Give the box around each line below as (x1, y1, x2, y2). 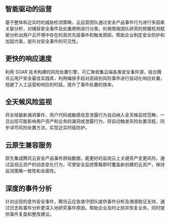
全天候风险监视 (5, 98, 52, 106)
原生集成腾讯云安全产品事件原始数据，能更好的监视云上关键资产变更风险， (5, 155, 160, 161)
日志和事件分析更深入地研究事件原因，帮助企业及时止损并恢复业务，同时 (9, 205, 160, 211)
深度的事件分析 (5, 184, 52, 193)
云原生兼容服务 (5, 141, 52, 149)
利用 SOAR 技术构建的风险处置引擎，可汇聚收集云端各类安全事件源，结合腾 (5, 69, 162, 75)
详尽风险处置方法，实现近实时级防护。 (9, 124, 90, 130)
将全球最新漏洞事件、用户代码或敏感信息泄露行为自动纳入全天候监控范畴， (5, 112, 160, 118)
